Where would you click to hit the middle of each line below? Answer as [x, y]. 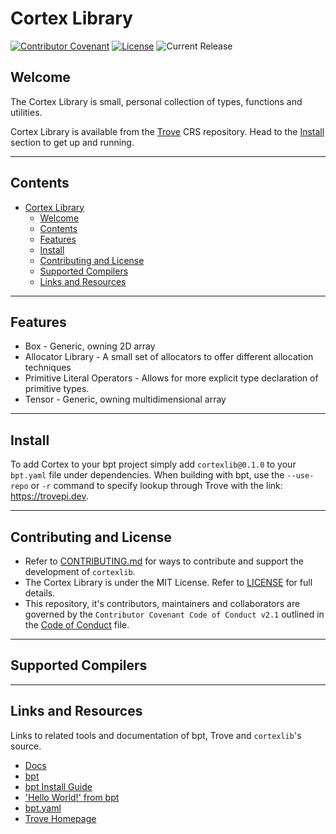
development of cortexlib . [80, 571]
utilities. [26, 112]
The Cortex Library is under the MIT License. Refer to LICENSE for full [168, 582]
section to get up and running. [72, 142]
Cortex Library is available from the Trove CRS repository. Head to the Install [167, 131]
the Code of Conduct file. [77, 625]
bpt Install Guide [58, 786]
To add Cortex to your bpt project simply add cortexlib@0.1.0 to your [153, 464]
